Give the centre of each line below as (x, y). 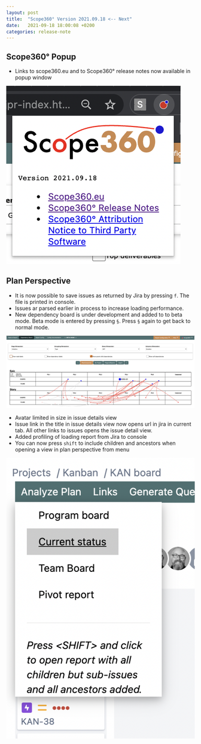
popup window (33, 77)
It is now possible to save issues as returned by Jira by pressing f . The (102, 295)
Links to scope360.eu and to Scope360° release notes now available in (103, 71)
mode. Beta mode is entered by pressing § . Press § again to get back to (103, 321)
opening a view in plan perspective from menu (72, 450)
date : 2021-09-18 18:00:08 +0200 (51, 25)
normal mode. (32, 327)
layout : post (22, 13)
